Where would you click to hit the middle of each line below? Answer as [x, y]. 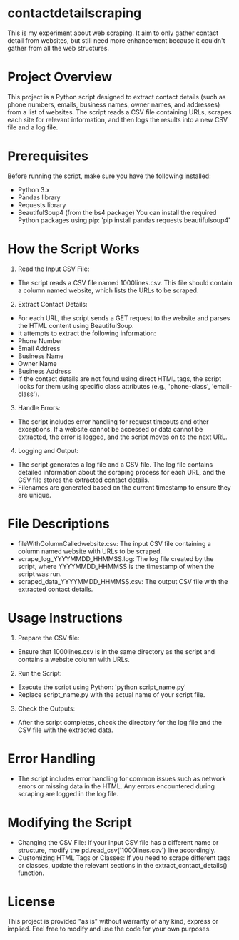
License [31, 901]
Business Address [44, 371]
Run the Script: [40, 673]
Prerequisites [48, 156]
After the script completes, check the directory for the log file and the [120, 722]
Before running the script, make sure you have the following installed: [110, 176]
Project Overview [60, 77]
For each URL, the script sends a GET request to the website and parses [124, 318]
